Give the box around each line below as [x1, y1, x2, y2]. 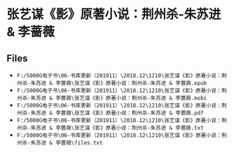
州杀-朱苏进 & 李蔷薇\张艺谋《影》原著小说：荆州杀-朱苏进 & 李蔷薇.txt [16, 124, 204, 131]
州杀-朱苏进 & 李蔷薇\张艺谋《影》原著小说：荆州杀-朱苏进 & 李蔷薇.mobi [16, 95, 207, 102]
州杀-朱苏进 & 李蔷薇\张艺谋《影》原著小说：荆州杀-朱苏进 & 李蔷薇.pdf [16, 109, 204, 117]
